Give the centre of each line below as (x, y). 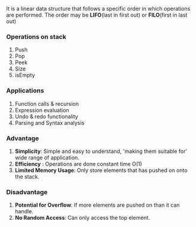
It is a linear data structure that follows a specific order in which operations (98, 9)
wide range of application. (47, 157)
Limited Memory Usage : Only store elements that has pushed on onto (101, 170)
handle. (24, 211)
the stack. (27, 176)
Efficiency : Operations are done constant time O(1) (78, 164)
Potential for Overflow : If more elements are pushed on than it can (97, 205)
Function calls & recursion (47, 103)
